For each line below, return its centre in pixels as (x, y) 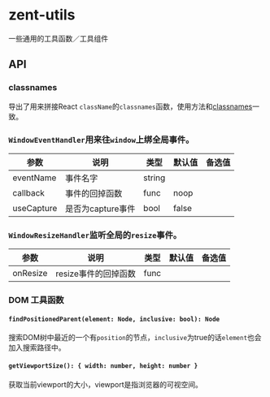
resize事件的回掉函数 (96, 274)
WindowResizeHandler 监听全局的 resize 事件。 (95, 235)
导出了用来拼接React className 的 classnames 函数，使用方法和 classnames (131, 106)
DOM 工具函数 (36, 300)
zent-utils (42, 15)
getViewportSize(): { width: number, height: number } (103, 366)
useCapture (35, 208)
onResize (30, 274)
